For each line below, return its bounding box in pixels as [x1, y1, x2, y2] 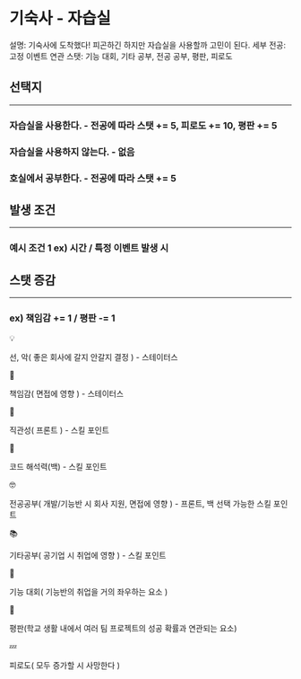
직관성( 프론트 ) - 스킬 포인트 [9, 425, 110, 436]
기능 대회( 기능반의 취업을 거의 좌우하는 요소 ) [9, 586, 168, 597]
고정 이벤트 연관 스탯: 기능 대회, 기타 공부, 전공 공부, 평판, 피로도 [9, 50, 233, 61]
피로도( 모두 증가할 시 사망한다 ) [9, 660, 121, 671]
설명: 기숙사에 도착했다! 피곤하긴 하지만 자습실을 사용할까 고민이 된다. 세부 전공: [9, 40, 287, 50]
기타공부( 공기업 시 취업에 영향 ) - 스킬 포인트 [9, 550, 167, 561]
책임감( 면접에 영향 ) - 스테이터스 [9, 388, 124, 400]
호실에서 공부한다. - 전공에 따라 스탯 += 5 [9, 172, 176, 184]
